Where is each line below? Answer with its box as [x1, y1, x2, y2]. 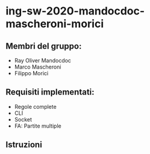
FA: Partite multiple [14, 122, 61, 129]
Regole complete [14, 103, 57, 110]
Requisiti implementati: [5, 87, 95, 97]
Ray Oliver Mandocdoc [14, 57, 72, 64]
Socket [14, 115, 33, 123]
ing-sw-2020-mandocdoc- [5, 4, 145, 18]
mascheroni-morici [5, 17, 104, 31]
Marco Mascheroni [14, 63, 61, 70]
